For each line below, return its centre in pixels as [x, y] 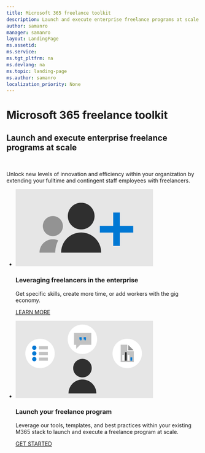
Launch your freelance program [64, 412]
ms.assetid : [21, 45]
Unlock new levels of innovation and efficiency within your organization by [100, 174]
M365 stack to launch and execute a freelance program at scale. [97, 432]
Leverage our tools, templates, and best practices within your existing [103, 425]
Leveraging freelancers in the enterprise [77, 281]
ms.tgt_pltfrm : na [30, 58]
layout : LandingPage [33, 39]
